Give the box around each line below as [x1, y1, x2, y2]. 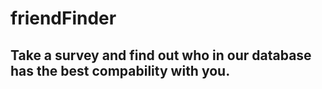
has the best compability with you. [10, 62, 231, 79]
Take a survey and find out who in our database [10, 47, 312, 64]
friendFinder [10, 7, 117, 30]
